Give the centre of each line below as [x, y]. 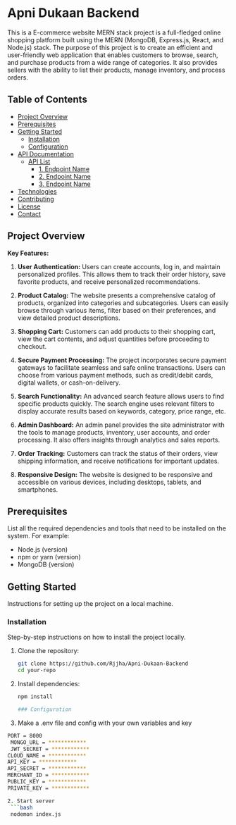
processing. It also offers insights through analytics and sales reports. [119, 440]
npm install [35, 697]
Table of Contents [48, 100]
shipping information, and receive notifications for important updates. [118, 461]
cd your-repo [37, 671]
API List [39, 161]
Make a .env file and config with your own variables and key [105, 723]
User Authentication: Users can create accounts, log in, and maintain [119, 266]
